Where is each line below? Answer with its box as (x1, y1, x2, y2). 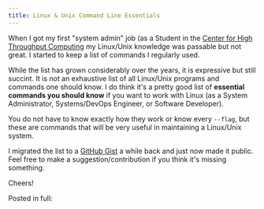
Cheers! (8, 178, 34, 188)
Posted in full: (8, 193, 53, 203)
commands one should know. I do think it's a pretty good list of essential (8, 82, 245, 91)
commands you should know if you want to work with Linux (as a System (8, 90, 248, 99)
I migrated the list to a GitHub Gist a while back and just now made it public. (8, 146, 254, 155)
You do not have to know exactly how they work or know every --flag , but (8, 114, 250, 123)
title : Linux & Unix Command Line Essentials (8, 11, 160, 20)
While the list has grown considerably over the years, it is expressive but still (8, 65, 256, 75)
